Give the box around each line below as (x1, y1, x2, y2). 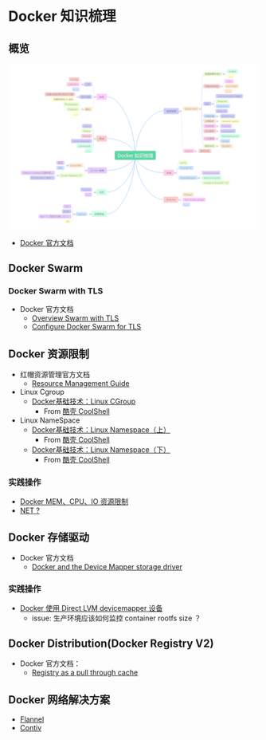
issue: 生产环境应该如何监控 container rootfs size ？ (31, 613, 201, 623)
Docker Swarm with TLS (8, 285, 104, 297)
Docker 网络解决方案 (8, 693, 111, 707)
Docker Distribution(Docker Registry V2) (8, 637, 214, 651)
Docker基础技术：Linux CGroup (31, 396, 136, 407)
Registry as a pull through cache (31, 667, 139, 678)
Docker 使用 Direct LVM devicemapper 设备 (19, 603, 163, 612)
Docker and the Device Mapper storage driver (31, 562, 183, 572)
